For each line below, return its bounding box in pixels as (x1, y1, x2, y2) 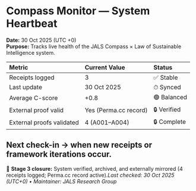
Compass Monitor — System (6, 4, 150, 18)
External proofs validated (9, 118, 79, 127)
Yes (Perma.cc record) (84, 106, 148, 114)
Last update (9, 83, 43, 91)
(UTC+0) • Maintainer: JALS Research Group (6, 177, 117, 185)
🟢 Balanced (153, 93, 188, 101)
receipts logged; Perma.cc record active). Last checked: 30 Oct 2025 (6, 171, 175, 179)
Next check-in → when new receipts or (6, 140, 153, 150)
